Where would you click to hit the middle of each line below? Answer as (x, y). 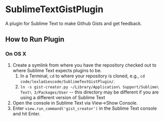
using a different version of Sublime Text (62, 97)
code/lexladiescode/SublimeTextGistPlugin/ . (68, 81)
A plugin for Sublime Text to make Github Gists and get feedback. (74, 23)
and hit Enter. (26, 113)
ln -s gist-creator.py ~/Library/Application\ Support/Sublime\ (90, 87)
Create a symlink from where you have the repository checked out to (84, 65)
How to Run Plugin (35, 39)
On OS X (16, 54)
